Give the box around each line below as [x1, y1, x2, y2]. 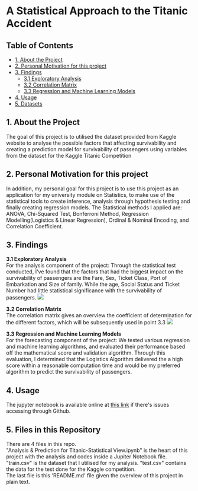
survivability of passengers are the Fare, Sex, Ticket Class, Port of [6, 275, 167, 282]
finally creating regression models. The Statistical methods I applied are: [6, 203, 182, 211]
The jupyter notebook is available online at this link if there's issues [6, 401, 170, 409]
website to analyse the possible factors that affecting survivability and [6, 139, 177, 146]
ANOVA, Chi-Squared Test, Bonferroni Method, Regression [6, 210, 150, 217]
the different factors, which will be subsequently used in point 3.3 [6, 319, 165, 326]
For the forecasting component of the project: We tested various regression [6, 337, 190, 344]
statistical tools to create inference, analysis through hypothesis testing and [6, 197, 190, 205]
